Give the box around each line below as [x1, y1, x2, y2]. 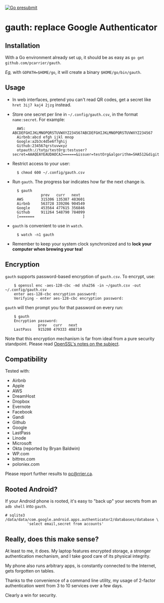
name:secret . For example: [12, 116, 65, 123]
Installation [5, 41, 40, 50]
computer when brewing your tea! [12, 246, 83, 252]
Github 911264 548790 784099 [17, 210, 85, 215]
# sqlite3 [5, 513, 25, 518]
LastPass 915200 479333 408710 [14, 327, 82, 332]
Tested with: [5, 368, 30, 374]
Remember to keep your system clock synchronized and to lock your [12, 241, 152, 247]
